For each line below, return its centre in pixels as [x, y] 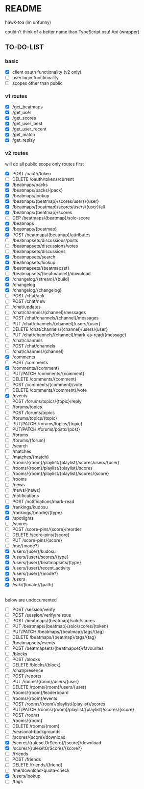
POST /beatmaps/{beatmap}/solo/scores [53, 620]
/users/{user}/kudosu [34, 551]
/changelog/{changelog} [37, 290]
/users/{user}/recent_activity [41, 568]
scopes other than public [37, 83]
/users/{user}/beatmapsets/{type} [47, 563]
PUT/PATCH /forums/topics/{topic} [47, 423]
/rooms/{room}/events [35, 698]
